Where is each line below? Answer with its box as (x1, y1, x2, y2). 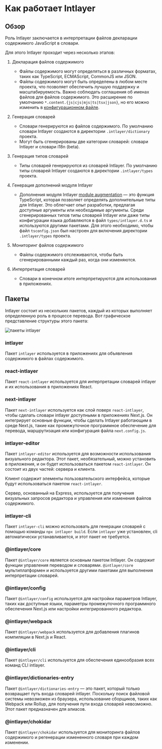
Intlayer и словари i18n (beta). (19, 144, 80, 149)
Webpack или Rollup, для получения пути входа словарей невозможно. (5, 701, 153, 707)
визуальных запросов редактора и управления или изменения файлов (5, 495, 151, 501)
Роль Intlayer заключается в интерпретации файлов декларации (5, 35, 138, 41)
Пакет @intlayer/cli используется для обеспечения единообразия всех (5, 657, 155, 663)
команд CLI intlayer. (5, 662, 45, 668)
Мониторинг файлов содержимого (12, 242, 84, 248)
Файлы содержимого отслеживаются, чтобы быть (19, 252, 123, 257)
